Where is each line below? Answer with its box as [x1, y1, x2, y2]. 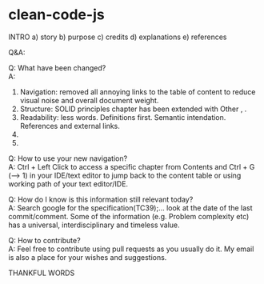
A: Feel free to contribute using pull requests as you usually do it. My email [8, 244, 254, 254]
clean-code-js [8, 6, 106, 24]
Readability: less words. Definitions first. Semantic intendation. [19, 112, 226, 122]
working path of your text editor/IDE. [8, 178, 129, 189]
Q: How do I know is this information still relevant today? [8, 194, 194, 204]
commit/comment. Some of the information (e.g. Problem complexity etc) [8, 211, 250, 221]
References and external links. [19, 121, 120, 130]
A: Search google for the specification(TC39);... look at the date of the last [8, 202, 253, 213]
